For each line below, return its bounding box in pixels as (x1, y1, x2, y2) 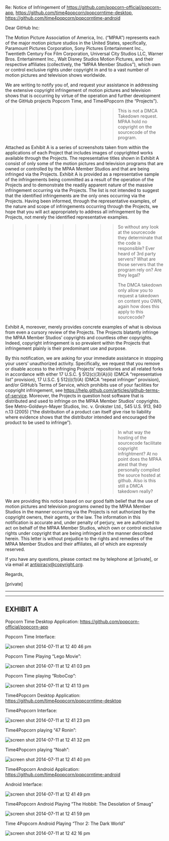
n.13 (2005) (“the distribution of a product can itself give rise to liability (5, 409, 152, 414)
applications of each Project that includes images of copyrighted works (5, 150, 153, 155)
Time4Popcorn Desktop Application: (5, 692, 80, 698)
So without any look (118, 224, 159, 230)
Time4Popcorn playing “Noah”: (5, 747, 70, 753)
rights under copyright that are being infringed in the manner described (5, 530, 153, 536)
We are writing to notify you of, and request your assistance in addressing (5, 82, 158, 88)
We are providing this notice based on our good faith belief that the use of (5, 498, 158, 504)
